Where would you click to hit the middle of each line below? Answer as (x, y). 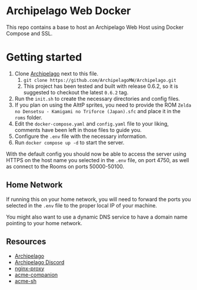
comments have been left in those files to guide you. (78, 130)
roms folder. (29, 117)
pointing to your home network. (44, 223)
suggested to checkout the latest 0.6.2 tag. (76, 92)
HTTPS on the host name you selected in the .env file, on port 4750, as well (98, 160)
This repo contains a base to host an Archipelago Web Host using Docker (95, 27)
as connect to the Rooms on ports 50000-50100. (65, 166)
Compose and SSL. (29, 33)
